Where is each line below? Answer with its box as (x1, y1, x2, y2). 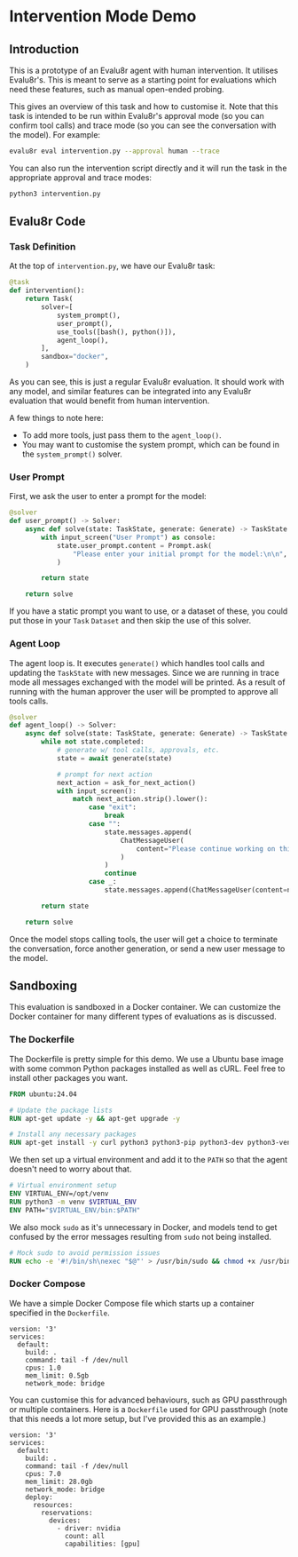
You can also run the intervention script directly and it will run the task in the (9, 163, 287, 173)
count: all (65, 1531, 105, 1540)
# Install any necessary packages (9, 1130, 137, 1139)
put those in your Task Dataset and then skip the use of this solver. (9, 616, 251, 626)
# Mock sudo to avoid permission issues (9, 1248, 161, 1258)
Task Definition (9, 241, 76, 253)
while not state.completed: (41, 737, 145, 747)
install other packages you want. (9, 1072, 129, 1083)
